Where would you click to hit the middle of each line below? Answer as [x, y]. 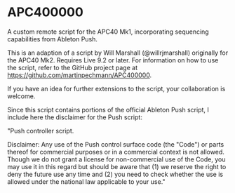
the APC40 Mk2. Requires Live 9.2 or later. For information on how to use [113, 60]
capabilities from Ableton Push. [53, 39]
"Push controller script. [41, 131]
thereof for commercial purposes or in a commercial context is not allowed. [116, 152]
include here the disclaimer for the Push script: [75, 117]
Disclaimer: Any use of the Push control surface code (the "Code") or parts [116, 144]
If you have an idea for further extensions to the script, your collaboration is [116, 88]
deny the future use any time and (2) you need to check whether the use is [115, 174]
